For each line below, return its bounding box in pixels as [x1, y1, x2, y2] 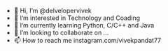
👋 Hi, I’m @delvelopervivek [13, 7, 92, 14]
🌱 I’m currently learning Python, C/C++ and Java [13, 21, 155, 29]
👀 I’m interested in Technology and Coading [13, 14, 141, 22]
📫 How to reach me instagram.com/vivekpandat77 [13, 37, 162, 44]
